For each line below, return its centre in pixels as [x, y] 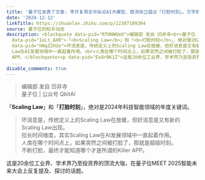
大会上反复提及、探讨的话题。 [49, 171]
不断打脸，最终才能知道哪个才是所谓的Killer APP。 [85, 150]
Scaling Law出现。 [45, 128]
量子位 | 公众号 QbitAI [48, 94]
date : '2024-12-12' [31, 18]
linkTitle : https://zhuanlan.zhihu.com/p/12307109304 [76, 23]
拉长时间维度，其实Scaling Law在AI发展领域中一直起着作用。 [98, 135]
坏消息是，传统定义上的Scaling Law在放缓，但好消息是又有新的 [101, 120]
